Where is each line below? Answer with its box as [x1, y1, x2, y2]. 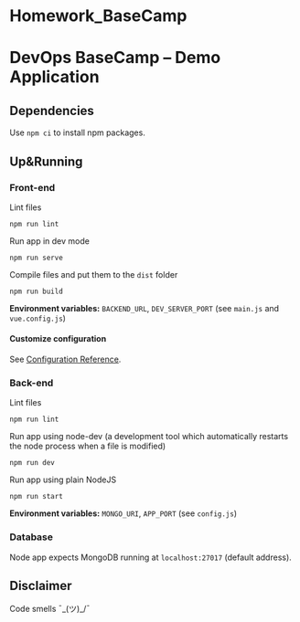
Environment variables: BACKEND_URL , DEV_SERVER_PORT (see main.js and [9, 302, 280, 313]
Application [9, 67, 100, 88]
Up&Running [9, 153, 83, 169]
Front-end [9, 181, 56, 194]
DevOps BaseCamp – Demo [9, 47, 221, 69]
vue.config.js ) [9, 312, 67, 323]
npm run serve [9, 253, 64, 262]
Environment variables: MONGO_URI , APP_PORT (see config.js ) [9, 508, 238, 519]
